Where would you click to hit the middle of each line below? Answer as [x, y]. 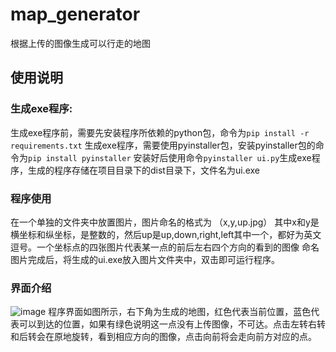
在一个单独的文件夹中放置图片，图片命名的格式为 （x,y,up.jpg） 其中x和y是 [165, 222]
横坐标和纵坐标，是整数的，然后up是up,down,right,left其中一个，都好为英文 [166, 234]
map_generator [75, 14]
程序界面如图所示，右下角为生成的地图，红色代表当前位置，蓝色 [180, 312]
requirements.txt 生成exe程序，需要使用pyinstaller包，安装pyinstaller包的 [163, 145]
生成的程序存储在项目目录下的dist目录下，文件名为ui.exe [143, 170]
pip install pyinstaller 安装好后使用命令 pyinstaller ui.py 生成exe [170, 157]
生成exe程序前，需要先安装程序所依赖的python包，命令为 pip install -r [160, 132]
